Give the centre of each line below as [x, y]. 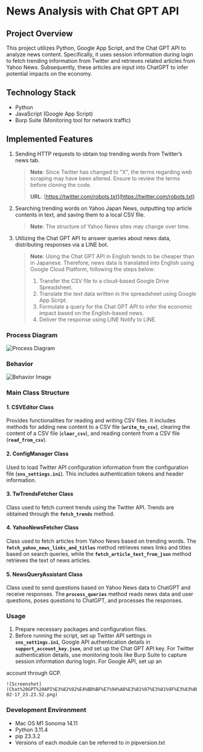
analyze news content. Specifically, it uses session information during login [100, 54]
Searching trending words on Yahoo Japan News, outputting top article [103, 208]
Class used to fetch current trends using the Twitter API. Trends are [90, 507]
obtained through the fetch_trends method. [60, 514]
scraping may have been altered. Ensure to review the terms [105, 178]
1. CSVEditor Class [30, 407]
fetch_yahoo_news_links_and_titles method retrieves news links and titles [99, 547]
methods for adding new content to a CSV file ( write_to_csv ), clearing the [98, 427]
